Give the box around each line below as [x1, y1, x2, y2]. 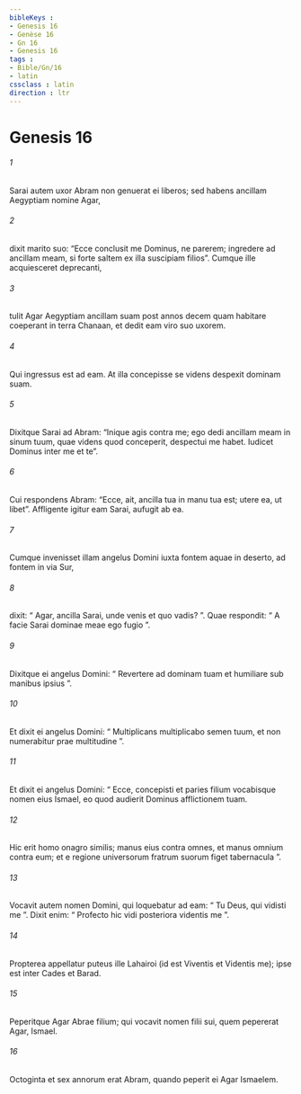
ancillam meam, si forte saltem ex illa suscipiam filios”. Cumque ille [9, 253, 256, 263]
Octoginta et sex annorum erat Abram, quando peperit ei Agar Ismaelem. [9, 1073, 279, 1084]
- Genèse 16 [9, 30, 54, 39]
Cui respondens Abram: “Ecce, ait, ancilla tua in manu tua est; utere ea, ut [9, 494, 283, 504]
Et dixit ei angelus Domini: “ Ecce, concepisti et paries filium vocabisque [9, 784, 277, 795]
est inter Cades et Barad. [9, 967, 102, 978]
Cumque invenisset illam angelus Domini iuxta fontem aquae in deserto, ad [9, 552, 286, 563]
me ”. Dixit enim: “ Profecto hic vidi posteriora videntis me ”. [9, 910, 230, 921]
